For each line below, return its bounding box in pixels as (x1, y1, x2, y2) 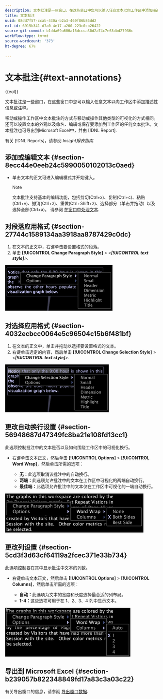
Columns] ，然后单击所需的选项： (12, 581, 79, 587)
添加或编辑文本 (5, 153, 50, 161)
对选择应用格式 (5, 322, 50, 330)
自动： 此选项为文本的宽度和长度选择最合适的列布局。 (19, 591, 126, 597)
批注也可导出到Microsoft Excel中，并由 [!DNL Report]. (9, 127, 117, 133)
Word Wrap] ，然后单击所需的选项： (12, 461, 84, 466)
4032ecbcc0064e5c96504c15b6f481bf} (5, 330, 132, 338)
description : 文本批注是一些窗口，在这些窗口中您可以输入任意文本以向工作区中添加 (5, 8, 153, 13)
